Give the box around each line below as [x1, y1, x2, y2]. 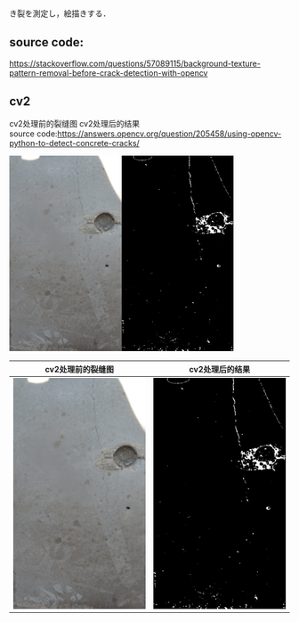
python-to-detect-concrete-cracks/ [9, 138, 140, 149]
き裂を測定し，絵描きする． [9, 8, 111, 19]
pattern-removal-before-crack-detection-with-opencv [9, 68, 208, 78]
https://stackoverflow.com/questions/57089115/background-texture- [9, 58, 261, 70]
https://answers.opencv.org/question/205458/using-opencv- [57, 128, 282, 139]
